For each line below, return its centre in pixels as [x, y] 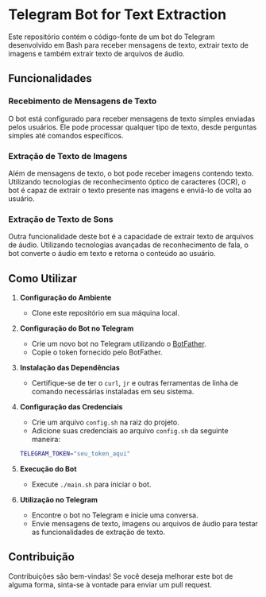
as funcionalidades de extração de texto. [98, 532]
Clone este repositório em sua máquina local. [106, 313]
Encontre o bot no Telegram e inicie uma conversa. [115, 515]
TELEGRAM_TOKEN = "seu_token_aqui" [75, 454]
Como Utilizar [43, 279]
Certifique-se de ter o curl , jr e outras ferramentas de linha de [135, 383]
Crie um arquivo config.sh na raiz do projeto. [106, 422]
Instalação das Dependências [70, 368]
